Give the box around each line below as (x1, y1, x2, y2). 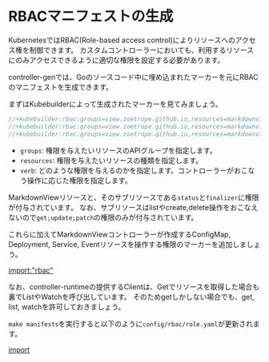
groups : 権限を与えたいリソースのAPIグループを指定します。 (19, 145, 218, 155)
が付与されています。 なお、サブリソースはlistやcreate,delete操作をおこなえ (8, 202, 259, 212)
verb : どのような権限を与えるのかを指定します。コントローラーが (19, 165, 235, 175)
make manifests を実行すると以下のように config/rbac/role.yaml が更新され (8, 319, 254, 328)
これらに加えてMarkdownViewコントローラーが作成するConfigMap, (8, 229, 231, 239)
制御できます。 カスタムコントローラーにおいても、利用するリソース (29, 45, 255, 54)
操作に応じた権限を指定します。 (26, 175, 132, 185)
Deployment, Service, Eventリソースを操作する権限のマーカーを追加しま (8, 239, 247, 249)
